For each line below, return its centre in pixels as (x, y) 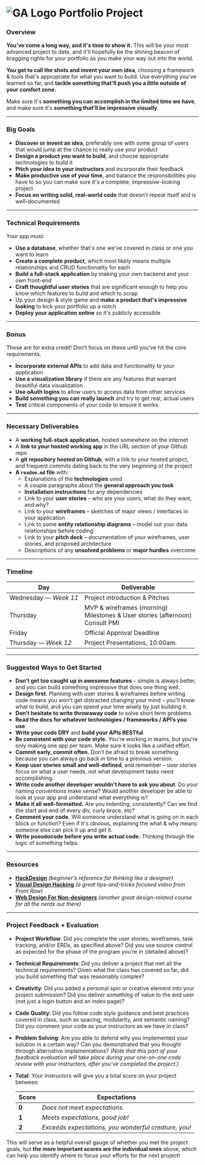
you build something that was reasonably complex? (80, 976)
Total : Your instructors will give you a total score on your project (96, 1075)
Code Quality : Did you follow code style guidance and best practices (102, 1013)
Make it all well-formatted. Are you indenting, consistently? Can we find (106, 804)
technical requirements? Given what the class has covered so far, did (102, 970)
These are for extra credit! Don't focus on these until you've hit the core (96, 347)
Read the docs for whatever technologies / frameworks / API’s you (101, 720)
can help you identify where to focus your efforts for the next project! (93, 1155)
